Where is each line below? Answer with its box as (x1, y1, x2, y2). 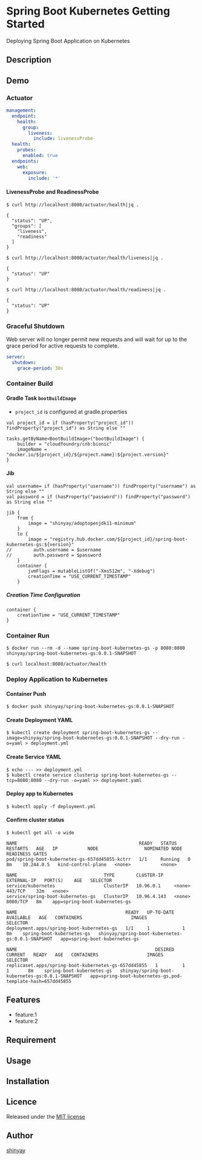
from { (17, 514, 34, 521)
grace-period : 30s (17, 365, 64, 371)
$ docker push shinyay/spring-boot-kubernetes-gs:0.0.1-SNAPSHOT (6, 704, 174, 710)
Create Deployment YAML (6, 716, 73, 723)
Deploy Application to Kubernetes (6, 675, 108, 684)
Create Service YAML (6, 754, 62, 761)
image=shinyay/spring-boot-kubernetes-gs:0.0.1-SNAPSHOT (6, 735, 153, 741)
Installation (6, 1076, 50, 1087)
